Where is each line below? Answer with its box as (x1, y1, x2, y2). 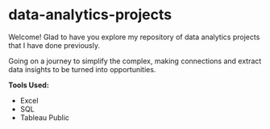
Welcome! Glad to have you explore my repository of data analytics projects (8, 32, 260, 42)
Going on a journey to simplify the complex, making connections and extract (8, 56, 262, 66)
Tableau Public (19, 112, 70, 122)
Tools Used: (8, 80, 50, 90)
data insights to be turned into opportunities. (8, 64, 156, 74)
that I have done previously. (8, 40, 101, 50)
